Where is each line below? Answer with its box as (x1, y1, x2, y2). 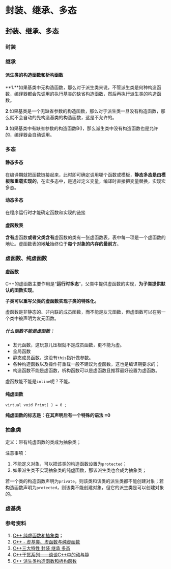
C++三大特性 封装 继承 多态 (12, 545, 71, 551)
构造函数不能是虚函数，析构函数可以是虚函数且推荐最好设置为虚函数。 (12, 367, 160, 374)
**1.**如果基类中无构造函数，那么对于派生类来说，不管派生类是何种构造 (5, 84, 157, 90)
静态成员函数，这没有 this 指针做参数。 (12, 355, 94, 361)
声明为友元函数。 (22, 315, 59, 321)
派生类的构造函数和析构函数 (5, 72, 64, 78)
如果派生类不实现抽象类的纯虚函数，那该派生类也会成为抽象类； (12, 467, 147, 473)
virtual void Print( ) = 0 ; (5, 403, 67, 408)
